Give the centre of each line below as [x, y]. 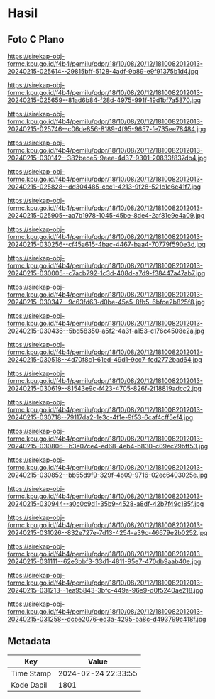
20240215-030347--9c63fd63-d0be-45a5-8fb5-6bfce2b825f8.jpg [106, 302]
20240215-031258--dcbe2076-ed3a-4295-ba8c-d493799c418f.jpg [107, 619]
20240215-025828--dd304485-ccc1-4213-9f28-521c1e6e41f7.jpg [104, 187]
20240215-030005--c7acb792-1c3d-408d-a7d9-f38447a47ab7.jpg [106, 273]
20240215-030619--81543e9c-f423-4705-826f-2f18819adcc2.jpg [105, 389]
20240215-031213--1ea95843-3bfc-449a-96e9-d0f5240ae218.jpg [105, 590]
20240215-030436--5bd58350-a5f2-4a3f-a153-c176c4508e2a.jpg [106, 331]
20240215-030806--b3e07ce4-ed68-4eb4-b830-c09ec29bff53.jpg [108, 446]
